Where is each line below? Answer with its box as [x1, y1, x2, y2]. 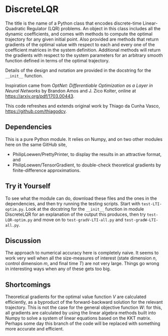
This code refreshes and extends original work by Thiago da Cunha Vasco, [5, 103, 160, 109]
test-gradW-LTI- [124, 217, 158, 222]
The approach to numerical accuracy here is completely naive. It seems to [5, 250, 159, 256]
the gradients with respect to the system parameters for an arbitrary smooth [5, 52, 163, 58]
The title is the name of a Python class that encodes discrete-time [5, 20, 142, 26]
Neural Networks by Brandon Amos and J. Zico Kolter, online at [5, 88, 136, 94]
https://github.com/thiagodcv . [5, 108, 67, 114]
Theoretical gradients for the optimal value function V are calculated [5, 294, 147, 300]
